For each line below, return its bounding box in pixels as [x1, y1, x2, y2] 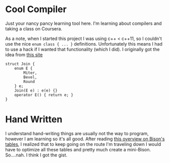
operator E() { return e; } [14, 92, 73, 97]
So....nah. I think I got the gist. [5, 152, 67, 158]
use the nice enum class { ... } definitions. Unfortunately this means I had [5, 40, 163, 47]
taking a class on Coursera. [5, 25, 62, 31]
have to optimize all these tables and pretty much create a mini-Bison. [5, 146, 151, 152]
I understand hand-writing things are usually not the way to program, [5, 130, 149, 136]
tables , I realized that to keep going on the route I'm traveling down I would [5, 141, 161, 147]
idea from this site [5, 52, 43, 58]
